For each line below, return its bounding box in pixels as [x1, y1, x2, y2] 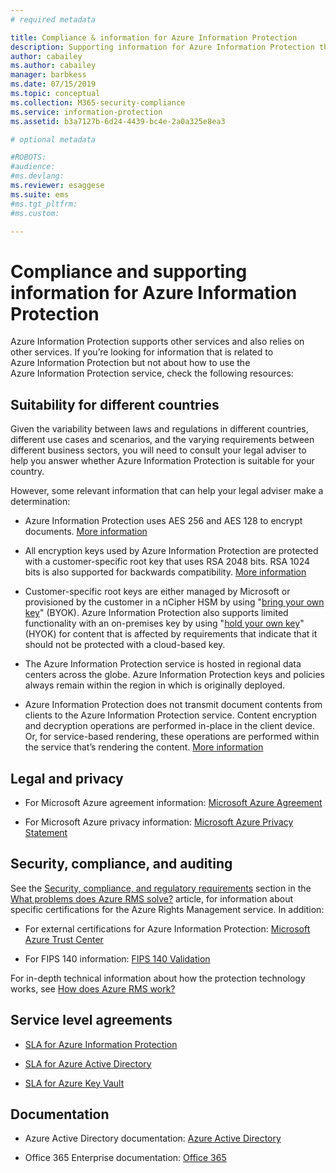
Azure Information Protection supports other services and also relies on [10, 336, 305, 348]
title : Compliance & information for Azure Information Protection [10, 32, 298, 43]
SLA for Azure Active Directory [24, 1057, 152, 1070]
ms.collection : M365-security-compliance [10, 97, 186, 108]
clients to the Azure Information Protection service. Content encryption [24, 709, 317, 721]
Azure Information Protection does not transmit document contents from [24, 699, 323, 711]
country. [10, 466, 45, 478]
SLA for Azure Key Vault [24, 1077, 125, 1089]
